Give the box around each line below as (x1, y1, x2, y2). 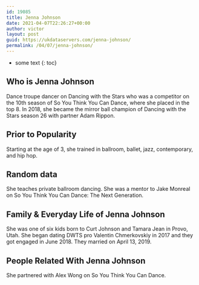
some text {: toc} (15, 59, 57, 66)
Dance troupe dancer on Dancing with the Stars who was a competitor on (6, 92, 189, 100)
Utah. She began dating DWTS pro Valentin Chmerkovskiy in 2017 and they (6, 232, 194, 239)
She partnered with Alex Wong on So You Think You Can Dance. (6, 271, 166, 278)
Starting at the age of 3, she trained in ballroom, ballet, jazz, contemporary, (6, 146, 194, 153)
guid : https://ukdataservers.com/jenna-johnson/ (6, 37, 131, 43)
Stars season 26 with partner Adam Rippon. (6, 112, 116, 119)
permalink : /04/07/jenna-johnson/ (6, 43, 94, 49)
